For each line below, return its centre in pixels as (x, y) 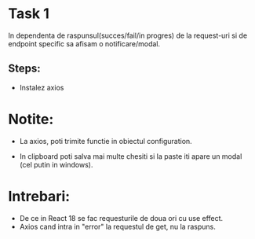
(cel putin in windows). (56, 164)
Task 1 (29, 14)
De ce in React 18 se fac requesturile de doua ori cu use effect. (121, 218)
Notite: (31, 119)
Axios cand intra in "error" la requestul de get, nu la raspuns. (117, 226)
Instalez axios (42, 87)
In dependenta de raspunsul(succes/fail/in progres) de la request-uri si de (128, 35)
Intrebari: (39, 196)
